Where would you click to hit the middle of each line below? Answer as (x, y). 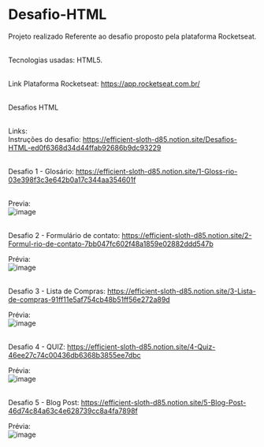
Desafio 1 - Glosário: (41, 171)
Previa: (20, 203)
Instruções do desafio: (45, 139)
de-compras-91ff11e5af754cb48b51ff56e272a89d (89, 299)
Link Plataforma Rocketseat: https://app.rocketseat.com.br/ (104, 84)
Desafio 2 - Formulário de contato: (64, 235)
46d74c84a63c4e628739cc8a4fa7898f (73, 411)
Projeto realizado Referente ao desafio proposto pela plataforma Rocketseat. (132, 36)
